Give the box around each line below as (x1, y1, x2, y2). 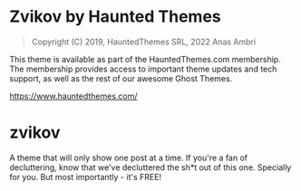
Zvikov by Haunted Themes (9, 6, 221, 27)
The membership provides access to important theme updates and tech (9, 63, 277, 74)
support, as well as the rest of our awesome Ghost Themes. (9, 72, 233, 83)
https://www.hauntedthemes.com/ (9, 91, 138, 101)
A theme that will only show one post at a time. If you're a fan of (9, 152, 248, 163)
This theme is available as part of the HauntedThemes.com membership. (9, 53, 281, 64)
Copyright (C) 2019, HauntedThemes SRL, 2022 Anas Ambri (31, 36, 257, 47)
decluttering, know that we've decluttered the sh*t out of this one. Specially (9, 161, 292, 173)
